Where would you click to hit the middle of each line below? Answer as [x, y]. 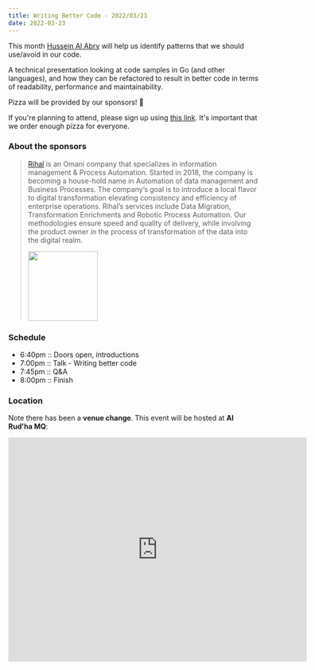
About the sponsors [48, 147]
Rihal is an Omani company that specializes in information [122, 163]
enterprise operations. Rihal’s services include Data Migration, [129, 206]
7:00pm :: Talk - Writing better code [78, 363]
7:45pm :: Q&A [43, 372]
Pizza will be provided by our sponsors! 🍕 [76, 102]
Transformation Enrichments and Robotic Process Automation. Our [137, 214]
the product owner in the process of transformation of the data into [138, 231]
